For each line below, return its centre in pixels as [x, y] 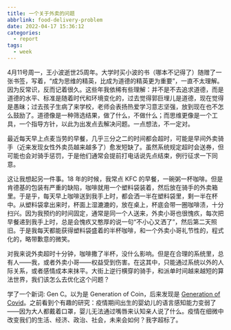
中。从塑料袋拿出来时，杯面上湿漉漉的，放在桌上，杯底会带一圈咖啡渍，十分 [115, 204]
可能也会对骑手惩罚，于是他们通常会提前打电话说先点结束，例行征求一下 [109, 155]
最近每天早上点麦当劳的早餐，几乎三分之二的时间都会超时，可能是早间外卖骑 [115, 138]
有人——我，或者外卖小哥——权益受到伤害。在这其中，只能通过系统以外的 [112, 262]
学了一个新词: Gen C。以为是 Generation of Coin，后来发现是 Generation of [114, 294]
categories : [24, 33]
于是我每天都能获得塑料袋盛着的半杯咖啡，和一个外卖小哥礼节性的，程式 [121, 230]
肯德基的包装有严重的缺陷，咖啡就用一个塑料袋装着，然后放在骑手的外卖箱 [112, 187]
